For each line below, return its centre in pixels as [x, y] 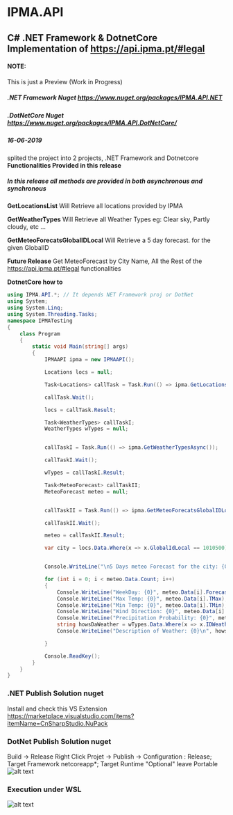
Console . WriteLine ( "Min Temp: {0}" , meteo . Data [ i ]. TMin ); [142, 605]
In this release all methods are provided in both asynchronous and [105, 181]
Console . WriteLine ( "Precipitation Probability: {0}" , [136, 618]
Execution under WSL [44, 789]
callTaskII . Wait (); [72, 523]
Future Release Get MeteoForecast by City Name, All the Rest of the [105, 261]
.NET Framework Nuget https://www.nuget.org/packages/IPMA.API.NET [115, 97]
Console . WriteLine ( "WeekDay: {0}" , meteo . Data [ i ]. [131, 592]
